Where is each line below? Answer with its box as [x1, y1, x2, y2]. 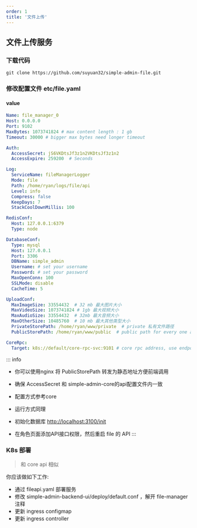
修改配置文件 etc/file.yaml [6, 84, 81, 93]
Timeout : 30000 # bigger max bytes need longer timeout [6, 134, 145, 140]
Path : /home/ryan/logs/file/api [11, 182, 91, 188]
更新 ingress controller [14, 515, 69, 522]
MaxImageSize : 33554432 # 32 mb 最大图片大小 [11, 302, 122, 308]
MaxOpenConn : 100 [11, 275, 54, 281]
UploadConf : [6, 296, 35, 302]
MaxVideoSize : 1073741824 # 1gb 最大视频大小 [11, 307, 119, 313]
